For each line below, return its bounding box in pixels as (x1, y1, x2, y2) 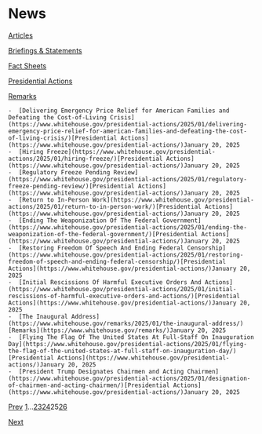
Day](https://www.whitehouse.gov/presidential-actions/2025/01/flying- (8, 340, 247, 348)
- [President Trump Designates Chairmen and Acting (8, 367, 184, 375)
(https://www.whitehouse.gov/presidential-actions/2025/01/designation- (8, 374, 251, 382)
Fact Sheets (8, 60, 47, 71)
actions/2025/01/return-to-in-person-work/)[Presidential (8, 202, 202, 210)
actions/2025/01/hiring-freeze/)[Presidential (8, 155, 163, 162)
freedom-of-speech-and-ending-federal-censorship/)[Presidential (8, 257, 226, 265)
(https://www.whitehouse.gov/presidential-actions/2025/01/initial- (8, 285, 237, 293)
